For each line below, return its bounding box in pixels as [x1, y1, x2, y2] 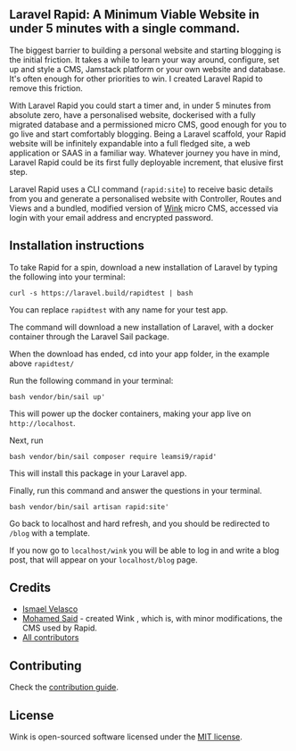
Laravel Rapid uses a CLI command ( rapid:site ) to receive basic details [9, 183, 274, 195]
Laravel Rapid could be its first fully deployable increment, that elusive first [9, 156, 284, 168]
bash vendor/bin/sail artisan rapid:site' [9, 502, 169, 512]
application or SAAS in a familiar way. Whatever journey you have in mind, [9, 147, 281, 158]
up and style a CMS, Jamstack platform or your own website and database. [9, 63, 286, 74]
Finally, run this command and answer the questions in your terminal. [9, 485, 263, 496]
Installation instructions [9, 238, 144, 254]
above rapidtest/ [9, 357, 74, 369]
